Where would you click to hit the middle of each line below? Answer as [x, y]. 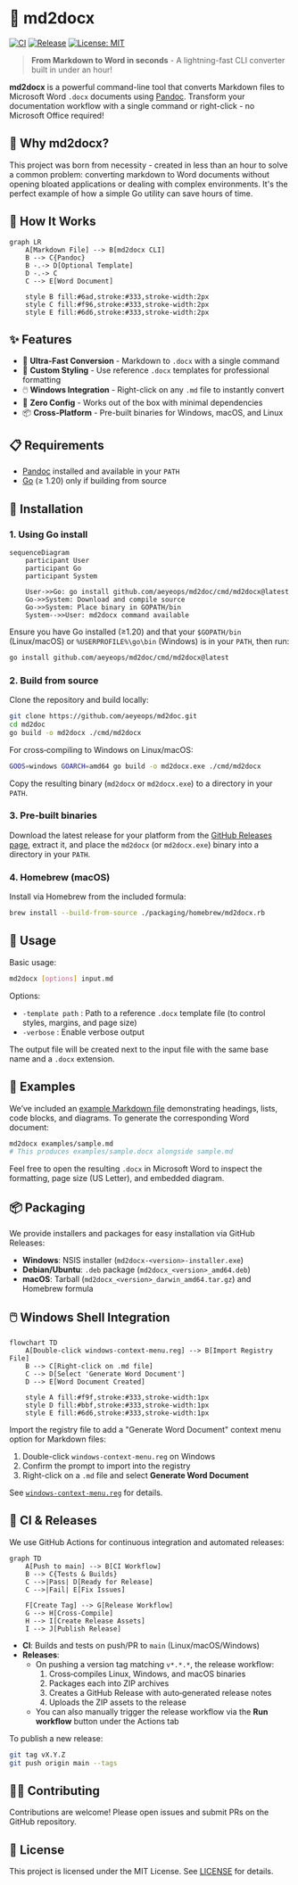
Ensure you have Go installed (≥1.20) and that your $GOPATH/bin [125, 632]
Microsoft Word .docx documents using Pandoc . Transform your [127, 96]
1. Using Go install [49, 534]
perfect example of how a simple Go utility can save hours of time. [131, 193]
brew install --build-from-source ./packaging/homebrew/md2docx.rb [137, 914]
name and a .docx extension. [62, 1058]
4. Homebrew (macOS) [60, 877]
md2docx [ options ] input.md [62, 979]
